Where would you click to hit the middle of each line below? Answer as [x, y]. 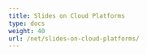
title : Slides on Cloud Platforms [67, 16]
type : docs [27, 23]
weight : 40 [27, 31]
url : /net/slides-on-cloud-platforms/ [74, 38]
